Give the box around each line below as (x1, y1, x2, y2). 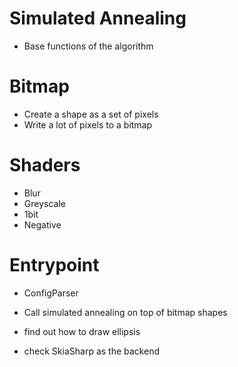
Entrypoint (9, 254, 100, 276)
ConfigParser (23, 287, 79, 299)
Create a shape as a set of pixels (23, 108, 159, 120)
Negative (23, 218, 62, 231)
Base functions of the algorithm (23, 40, 154, 52)
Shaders (9, 154, 81, 177)
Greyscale (23, 197, 66, 209)
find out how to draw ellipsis (23, 325, 141, 337)
